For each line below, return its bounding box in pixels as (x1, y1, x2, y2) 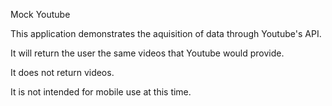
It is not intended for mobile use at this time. (10, 86, 192, 98)
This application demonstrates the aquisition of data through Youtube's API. (10, 28, 322, 39)
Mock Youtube (10, 9, 71, 20)
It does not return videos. (10, 67, 115, 78)
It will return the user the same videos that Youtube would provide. (10, 47, 285, 59)
